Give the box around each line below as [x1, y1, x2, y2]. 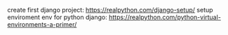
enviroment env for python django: [7, 13, 107, 21]
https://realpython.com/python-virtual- [108, 13, 221, 21]
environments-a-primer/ [7, 21, 77, 28]
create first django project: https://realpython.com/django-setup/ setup [7, 6, 213, 14]
